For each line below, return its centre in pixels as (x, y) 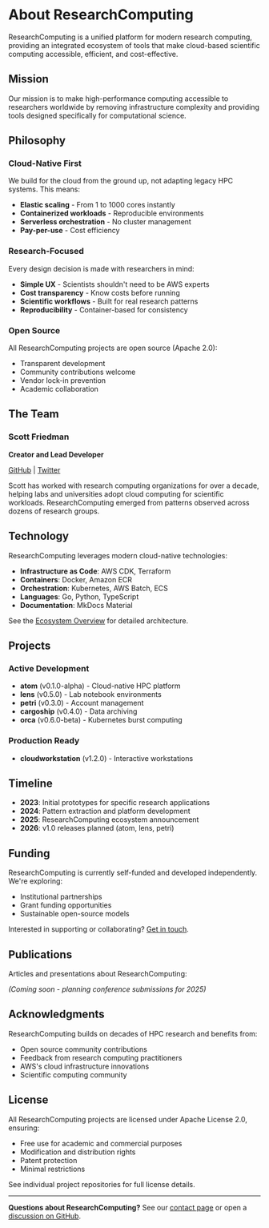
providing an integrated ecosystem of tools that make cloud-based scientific (134, 45)
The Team (34, 414)
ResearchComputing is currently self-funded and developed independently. (133, 873)
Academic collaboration (59, 389)
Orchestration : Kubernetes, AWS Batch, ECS (94, 588)
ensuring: (24, 1128)
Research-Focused (46, 252)
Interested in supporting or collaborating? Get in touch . (99, 929)
